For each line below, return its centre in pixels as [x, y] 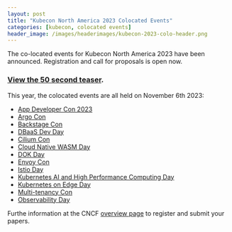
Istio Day [31, 169]
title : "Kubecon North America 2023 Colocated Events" [90, 21]
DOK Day [31, 154]
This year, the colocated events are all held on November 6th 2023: [106, 95]
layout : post [27, 14]
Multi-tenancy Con [45, 192]
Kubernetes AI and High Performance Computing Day [96, 177]
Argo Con [32, 116]
